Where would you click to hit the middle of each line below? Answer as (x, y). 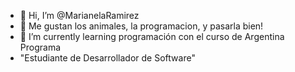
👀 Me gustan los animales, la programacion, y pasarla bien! (141, 26)
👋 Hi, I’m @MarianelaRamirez (79, 15)
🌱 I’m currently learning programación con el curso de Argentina (152, 36)
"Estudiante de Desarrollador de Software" (107, 58)
